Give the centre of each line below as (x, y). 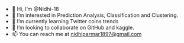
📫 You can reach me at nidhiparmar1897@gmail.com (77, 34)
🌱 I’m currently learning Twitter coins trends (65, 21)
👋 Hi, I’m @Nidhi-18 (35, 9)
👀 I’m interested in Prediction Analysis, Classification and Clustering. (95, 15)
